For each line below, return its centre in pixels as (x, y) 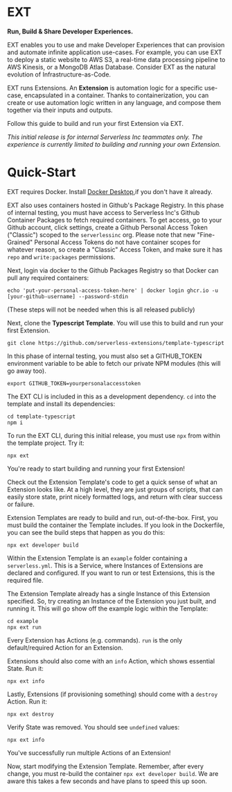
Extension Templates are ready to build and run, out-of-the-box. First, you (113, 517)
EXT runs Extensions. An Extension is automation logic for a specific (105, 88)
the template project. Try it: (46, 443)
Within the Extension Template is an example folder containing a (98, 558)
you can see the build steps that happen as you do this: (86, 532)
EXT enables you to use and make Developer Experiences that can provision (116, 45)
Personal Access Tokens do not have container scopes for (117, 242)
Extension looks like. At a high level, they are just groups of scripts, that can (115, 489)
